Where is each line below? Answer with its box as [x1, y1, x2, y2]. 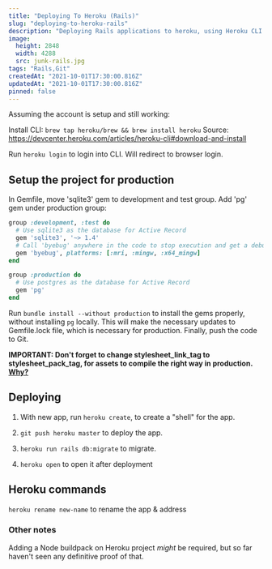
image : [8, 34, 31, 43]
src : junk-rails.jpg [15, 58, 85, 66]
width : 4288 [15, 49, 57, 58]
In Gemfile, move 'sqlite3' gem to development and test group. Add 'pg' [8, 195, 248, 204]
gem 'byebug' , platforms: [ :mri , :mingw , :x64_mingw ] [15, 249, 201, 257]
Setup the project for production [8, 173, 175, 186]
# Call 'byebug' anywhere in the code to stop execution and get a [15, 241, 249, 250]
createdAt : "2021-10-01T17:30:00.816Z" [8, 72, 143, 80]
